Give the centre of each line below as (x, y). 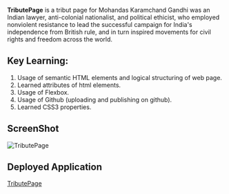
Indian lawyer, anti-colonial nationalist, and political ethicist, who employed (113, 17)
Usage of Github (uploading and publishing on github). (94, 99)
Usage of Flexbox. (43, 92)
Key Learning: (38, 61)
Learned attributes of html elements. (69, 85)
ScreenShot (33, 129)
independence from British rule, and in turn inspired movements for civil (109, 32)
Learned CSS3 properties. (54, 107)
